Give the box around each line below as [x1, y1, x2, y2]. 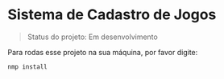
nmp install [7, 62, 48, 71]
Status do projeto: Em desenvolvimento [27, 32, 158, 41]
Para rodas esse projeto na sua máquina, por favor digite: [7, 47, 198, 57]
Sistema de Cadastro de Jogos [7, 6, 217, 24]
